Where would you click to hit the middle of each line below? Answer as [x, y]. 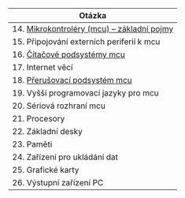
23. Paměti [32, 144]
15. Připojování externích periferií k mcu [86, 41]
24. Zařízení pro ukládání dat [65, 157]
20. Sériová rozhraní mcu [59, 106]
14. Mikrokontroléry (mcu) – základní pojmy [93, 29]
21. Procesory [39, 119]
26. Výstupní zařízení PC [58, 183]
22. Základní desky [47, 131]
